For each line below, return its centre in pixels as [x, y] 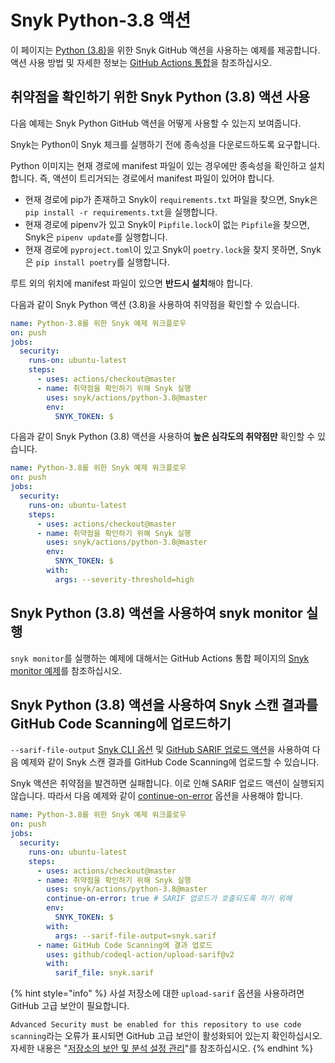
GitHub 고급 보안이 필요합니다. [70, 1006]
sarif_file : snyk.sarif [104, 973]
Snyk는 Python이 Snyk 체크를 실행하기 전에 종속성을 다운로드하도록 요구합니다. [165, 144]
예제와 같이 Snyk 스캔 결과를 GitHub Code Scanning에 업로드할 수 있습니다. [170, 762]
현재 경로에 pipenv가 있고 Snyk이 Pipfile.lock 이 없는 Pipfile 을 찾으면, [167, 224]
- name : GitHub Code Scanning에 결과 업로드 [124, 945]
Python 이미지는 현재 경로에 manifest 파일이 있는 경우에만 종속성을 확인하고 [158, 165]
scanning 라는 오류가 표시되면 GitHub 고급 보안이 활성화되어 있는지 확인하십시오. [166, 1036]
